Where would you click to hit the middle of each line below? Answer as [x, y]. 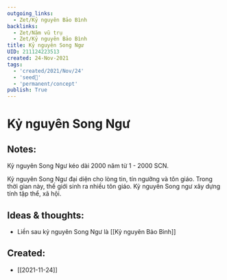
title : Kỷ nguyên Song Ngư [46, 45]
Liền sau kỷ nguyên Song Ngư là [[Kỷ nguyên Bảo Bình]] [96, 231]
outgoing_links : [30, 13]
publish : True [27, 90]
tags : [15, 65]
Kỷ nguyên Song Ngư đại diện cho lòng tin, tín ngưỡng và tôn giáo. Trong [110, 179]
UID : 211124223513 [33, 52]
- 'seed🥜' [27, 77]
